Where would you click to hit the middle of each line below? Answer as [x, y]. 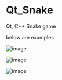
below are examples [30, 37]
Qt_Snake [30, 10]
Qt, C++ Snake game [31, 26]
